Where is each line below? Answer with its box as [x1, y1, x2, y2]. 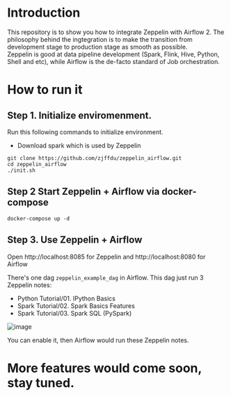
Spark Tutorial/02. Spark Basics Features [17, 301, 136, 310]
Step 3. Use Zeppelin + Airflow [7, 234, 143, 246]
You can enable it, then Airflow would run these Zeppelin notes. [7, 336, 189, 344]
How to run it [7, 82, 83, 98]
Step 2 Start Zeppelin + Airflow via [7, 186, 160, 197]
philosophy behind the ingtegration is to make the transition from [7, 35, 193, 43]
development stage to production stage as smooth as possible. [7, 42, 188, 51]
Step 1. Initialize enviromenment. [7, 109, 152, 121]
